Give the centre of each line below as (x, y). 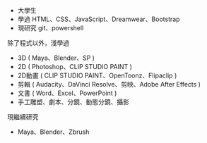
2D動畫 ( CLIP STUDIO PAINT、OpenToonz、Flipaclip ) (97, 75)
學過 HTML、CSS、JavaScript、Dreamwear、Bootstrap (99, 19)
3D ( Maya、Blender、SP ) (56, 58)
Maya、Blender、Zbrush (53, 132)
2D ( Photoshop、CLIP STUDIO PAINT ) (75, 67)
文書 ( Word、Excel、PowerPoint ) (67, 93)
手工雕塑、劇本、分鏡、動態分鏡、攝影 (73, 102)
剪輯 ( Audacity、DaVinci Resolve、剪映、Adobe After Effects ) (109, 84)
